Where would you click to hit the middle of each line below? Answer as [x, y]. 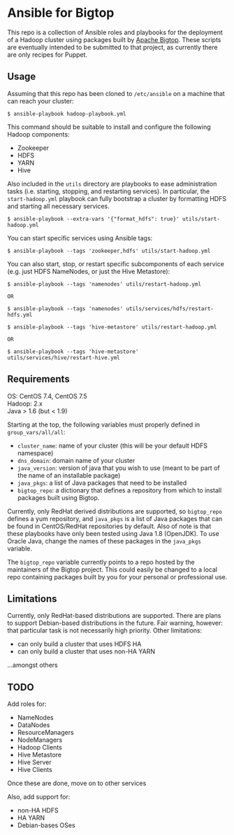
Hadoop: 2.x [25, 403]
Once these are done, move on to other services [77, 783]
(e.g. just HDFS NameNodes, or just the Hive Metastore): [89, 271]
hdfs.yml [20, 315]
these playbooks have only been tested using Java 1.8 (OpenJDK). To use [113, 533]
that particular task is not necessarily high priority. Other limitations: [105, 630]
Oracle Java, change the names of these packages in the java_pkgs [104, 541]
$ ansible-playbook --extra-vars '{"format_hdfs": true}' [93, 219]
